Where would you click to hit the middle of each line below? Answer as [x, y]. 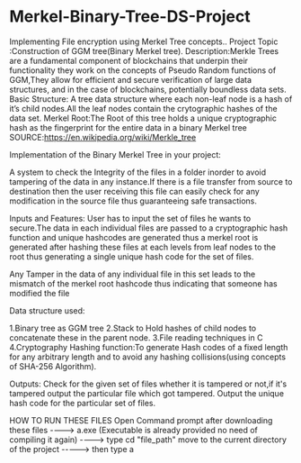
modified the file [40, 293]
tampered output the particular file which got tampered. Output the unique [147, 393]
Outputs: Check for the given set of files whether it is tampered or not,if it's [148, 384]
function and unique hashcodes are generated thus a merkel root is [134, 237]
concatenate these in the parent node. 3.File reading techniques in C [136, 337]
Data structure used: [47, 310]
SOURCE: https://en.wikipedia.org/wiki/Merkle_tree [103, 137]
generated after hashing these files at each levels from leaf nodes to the [143, 247]
